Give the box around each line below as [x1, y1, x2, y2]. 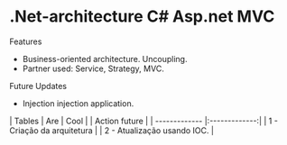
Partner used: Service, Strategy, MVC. [22, 63, 164, 74]
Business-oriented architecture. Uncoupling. [22, 53, 188, 64]
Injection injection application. [22, 97, 134, 109]
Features [9, 36, 42, 47]
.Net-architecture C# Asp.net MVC [9, 6, 275, 27]
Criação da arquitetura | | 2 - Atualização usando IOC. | [9, 124, 215, 136]
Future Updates [9, 80, 68, 91]
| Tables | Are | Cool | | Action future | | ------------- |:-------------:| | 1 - [9, 115, 278, 126]
